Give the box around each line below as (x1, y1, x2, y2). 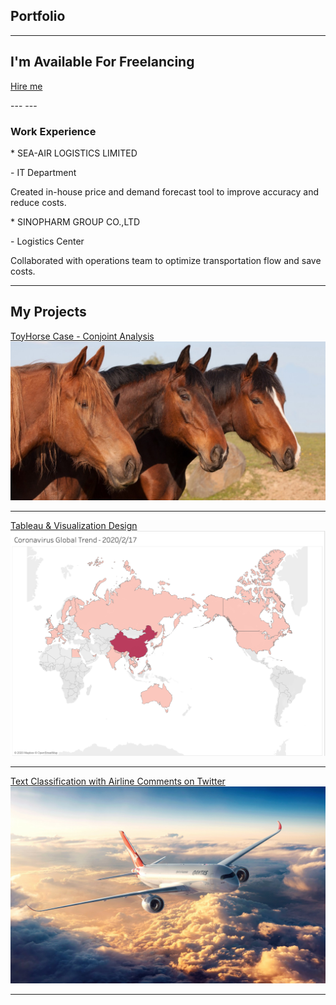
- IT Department (10, 166, 77, 178)
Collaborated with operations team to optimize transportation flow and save (10, 254, 322, 266)
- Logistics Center (10, 235, 85, 247)
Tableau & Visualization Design (10, 519, 138, 531)
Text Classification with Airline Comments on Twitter (10, 775, 226, 788)
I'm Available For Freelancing (10, 54, 195, 71)
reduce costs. (10, 196, 67, 208)
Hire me (10, 80, 43, 92)
